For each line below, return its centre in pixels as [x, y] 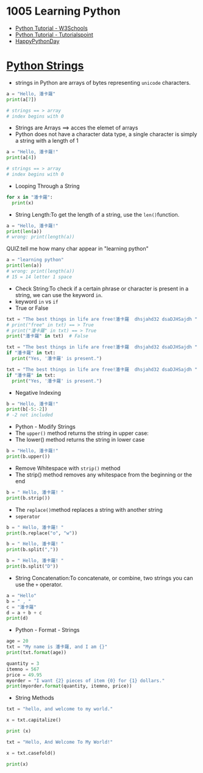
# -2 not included [30, 415]
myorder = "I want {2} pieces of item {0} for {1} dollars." [86, 681]
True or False [32, 308]
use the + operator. [39, 584]
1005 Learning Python [63, 11]
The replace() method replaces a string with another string [89, 509]
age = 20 [17, 641]
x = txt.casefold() [31, 753]
